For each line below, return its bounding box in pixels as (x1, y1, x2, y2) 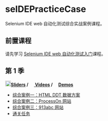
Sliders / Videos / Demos (10, 81, 74, 88)
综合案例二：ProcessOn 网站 (12, 98, 72, 104)
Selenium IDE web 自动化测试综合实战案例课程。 (5, 20, 105, 26)
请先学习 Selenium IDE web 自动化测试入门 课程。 (5, 51, 106, 57)
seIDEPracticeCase (5, 3, 86, 15)
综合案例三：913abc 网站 (12, 104, 64, 110)
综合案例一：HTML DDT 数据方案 (12, 92, 81, 98)
